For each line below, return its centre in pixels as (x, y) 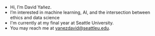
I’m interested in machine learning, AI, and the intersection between (80, 12)
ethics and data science (35, 18)
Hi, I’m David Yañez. (31, 7)
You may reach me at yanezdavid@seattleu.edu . (60, 28)
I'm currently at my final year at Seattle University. (62, 23)
